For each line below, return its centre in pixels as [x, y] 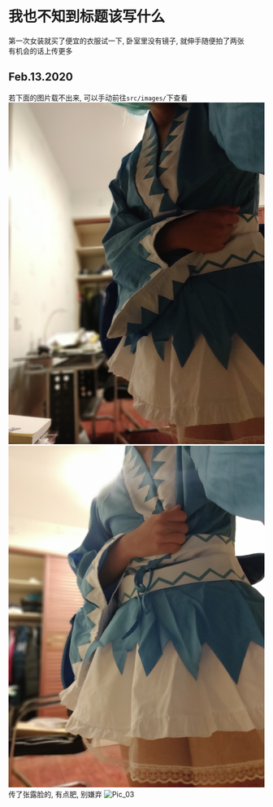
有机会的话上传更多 [41, 50]
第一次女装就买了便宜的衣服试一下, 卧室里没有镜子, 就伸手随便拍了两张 [126, 41]
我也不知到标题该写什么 [87, 17]
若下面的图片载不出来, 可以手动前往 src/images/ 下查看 [98, 98]
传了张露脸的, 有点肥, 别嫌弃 [55, 794]
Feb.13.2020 [41, 77]
